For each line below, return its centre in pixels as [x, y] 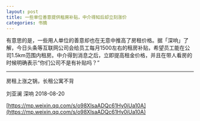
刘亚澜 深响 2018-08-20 [35, 94]
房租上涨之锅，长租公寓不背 [40, 81]
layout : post [22, 12]
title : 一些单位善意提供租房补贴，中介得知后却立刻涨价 [66, 17]
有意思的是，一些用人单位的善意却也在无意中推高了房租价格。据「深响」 [95, 41]
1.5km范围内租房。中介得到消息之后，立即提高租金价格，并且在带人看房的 [101, 55]
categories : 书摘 [27, 23]
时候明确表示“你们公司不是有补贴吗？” [53, 63]
